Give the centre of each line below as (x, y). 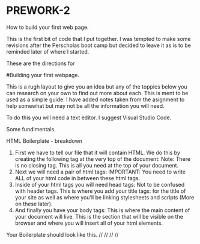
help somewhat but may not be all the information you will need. (85, 105)
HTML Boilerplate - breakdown (44, 141)
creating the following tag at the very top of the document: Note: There (103, 159)
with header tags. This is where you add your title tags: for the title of (100, 191)
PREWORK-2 (38, 11)
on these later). (34, 204)
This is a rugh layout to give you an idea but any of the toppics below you (97, 86)
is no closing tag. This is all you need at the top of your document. (97, 165)
